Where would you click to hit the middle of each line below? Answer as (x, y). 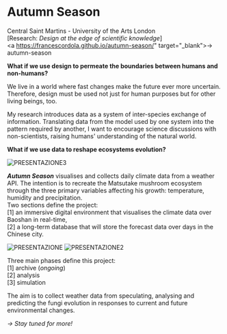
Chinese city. (26, 234)
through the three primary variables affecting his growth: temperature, (106, 190)
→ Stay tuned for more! (40, 323)
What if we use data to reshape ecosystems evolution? (86, 149)
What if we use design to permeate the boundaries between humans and (112, 66)
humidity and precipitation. (45, 197)
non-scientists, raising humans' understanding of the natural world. (102, 136)
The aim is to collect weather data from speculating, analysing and (101, 296)
